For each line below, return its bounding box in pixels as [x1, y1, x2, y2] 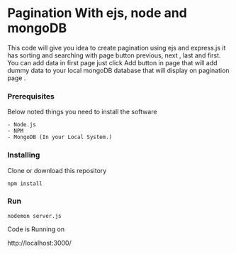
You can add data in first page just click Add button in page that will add [7, 58, 218, 67]
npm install [7, 180, 43, 187]
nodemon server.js [7, 212, 62, 219]
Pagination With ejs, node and [7, 5, 188, 21]
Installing [7, 150, 40, 160]
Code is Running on [7, 225, 65, 233]
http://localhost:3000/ [7, 238, 72, 247]
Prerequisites [7, 91, 55, 101]
